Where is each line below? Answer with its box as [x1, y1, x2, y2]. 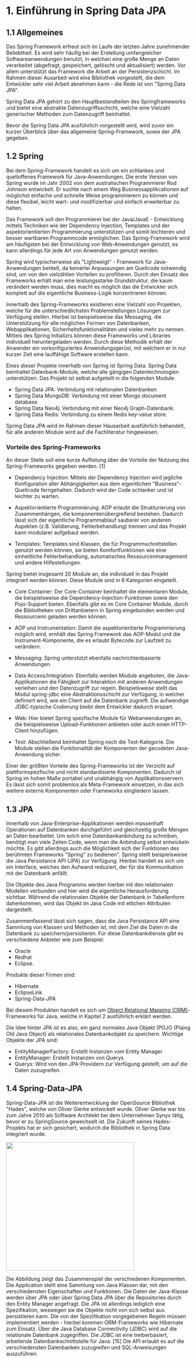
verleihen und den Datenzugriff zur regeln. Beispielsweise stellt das [14, 685, 178, 692]
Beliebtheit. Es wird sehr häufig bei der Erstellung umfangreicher [6, 49, 162, 56]
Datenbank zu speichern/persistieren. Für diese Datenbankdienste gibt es [6, 930, 184, 937]
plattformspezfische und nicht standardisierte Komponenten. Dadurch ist [6, 769, 182, 776]
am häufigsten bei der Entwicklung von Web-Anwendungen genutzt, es [6, 241, 178, 248]
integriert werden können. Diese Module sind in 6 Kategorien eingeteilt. [6, 577, 178, 584]
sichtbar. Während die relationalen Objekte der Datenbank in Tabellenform [6, 893, 185, 900]
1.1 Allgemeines [6, 28, 63, 38]
